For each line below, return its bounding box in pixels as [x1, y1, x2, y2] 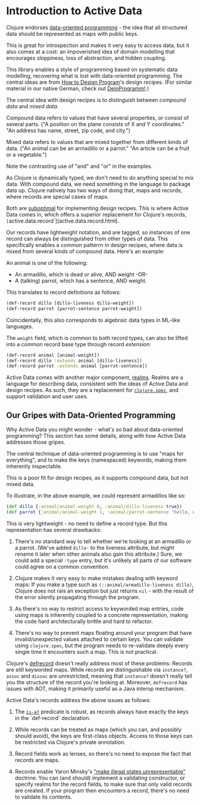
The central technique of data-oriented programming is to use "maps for [6, 450, 184, 458]
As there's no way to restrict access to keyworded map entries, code [14, 605, 184, 612]
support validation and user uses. [6, 393, 88, 400]
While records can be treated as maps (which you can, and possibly [14, 726, 182, 733]
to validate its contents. [14, 793, 73, 800]
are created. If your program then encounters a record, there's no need [14, 787, 189, 794]
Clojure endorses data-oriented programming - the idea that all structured [6, 24, 187, 31]
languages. [6, 322, 34, 330]
